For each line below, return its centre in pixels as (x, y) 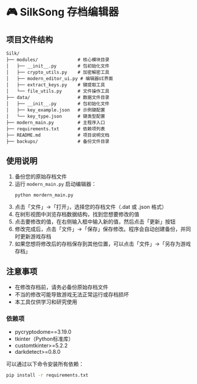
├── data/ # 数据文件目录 (58, 98)
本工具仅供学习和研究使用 (46, 302)
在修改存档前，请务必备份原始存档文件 (61, 287)
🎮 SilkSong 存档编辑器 (63, 12)
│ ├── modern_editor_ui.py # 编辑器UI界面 (60, 79)
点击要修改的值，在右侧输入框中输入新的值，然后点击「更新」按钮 (95, 221)
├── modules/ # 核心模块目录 (58, 60)
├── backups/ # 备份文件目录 (58, 141)
